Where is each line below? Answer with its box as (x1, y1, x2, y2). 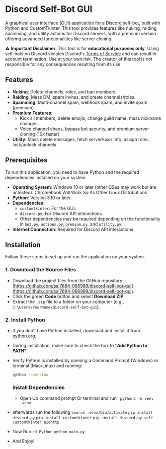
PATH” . (12, 348, 28, 354)
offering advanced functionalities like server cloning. (5, 36, 113, 42)
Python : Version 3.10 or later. (12, 195, 72, 201)
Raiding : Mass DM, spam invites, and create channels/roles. (12, 94, 136, 100)
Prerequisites (5, 156, 48, 164)
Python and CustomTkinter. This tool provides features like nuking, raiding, (5, 25, 158, 31)
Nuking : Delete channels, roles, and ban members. (12, 88, 117, 95)
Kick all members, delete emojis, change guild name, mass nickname (19, 115, 162, 121)
